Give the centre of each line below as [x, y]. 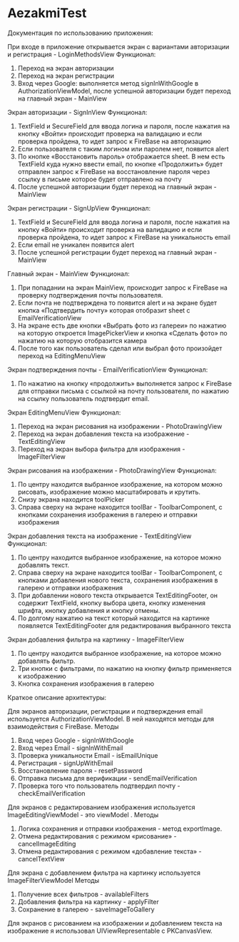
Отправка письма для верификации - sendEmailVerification [107, 778]
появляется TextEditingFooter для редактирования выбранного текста [124, 625]
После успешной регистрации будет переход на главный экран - [117, 252]
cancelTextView [41, 859]
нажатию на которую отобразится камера [82, 340]
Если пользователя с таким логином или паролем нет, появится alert [123, 148]
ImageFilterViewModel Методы [54, 880]
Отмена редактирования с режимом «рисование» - [97, 836]
